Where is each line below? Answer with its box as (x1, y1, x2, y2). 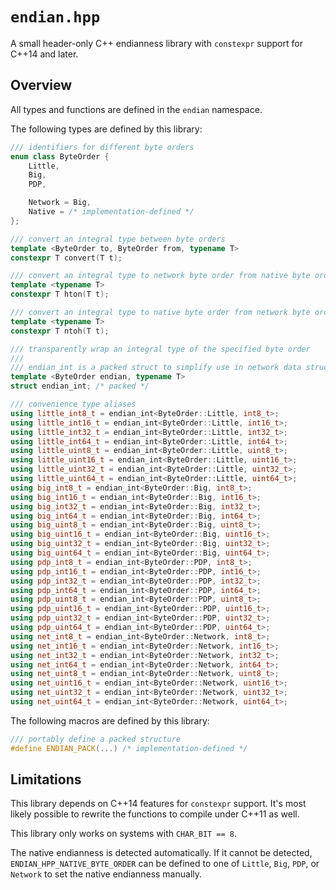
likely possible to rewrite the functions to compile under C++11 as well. (10, 808, 300, 820)
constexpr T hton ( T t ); (10, 289, 110, 300)
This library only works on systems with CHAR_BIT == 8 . (10, 828, 238, 840)
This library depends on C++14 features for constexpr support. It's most (10, 798, 307, 810)
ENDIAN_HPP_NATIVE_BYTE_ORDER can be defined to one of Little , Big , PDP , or (10, 858, 320, 870)
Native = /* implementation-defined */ (28, 207, 195, 217)
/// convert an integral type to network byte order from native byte (10, 271, 311, 281)
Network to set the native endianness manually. (10, 868, 203, 880)
